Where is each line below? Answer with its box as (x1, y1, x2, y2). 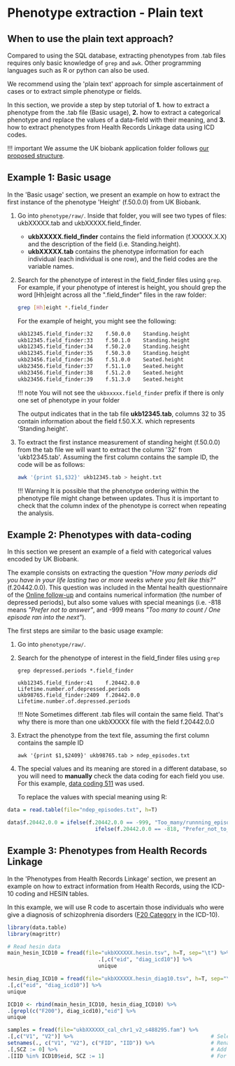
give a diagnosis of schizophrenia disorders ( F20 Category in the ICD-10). (7, 910, 220, 918)
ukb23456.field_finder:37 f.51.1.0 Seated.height (17, 363, 184, 370)
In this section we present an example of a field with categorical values (7, 547, 212, 556)
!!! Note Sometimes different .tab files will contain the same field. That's (17, 710, 224, 719)
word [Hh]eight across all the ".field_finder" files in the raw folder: (17, 290, 207, 299)
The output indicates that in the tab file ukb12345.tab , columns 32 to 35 (17, 409, 226, 418)
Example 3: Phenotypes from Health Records (7, 845, 208, 857)
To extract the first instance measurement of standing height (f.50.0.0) (17, 437, 220, 446)
